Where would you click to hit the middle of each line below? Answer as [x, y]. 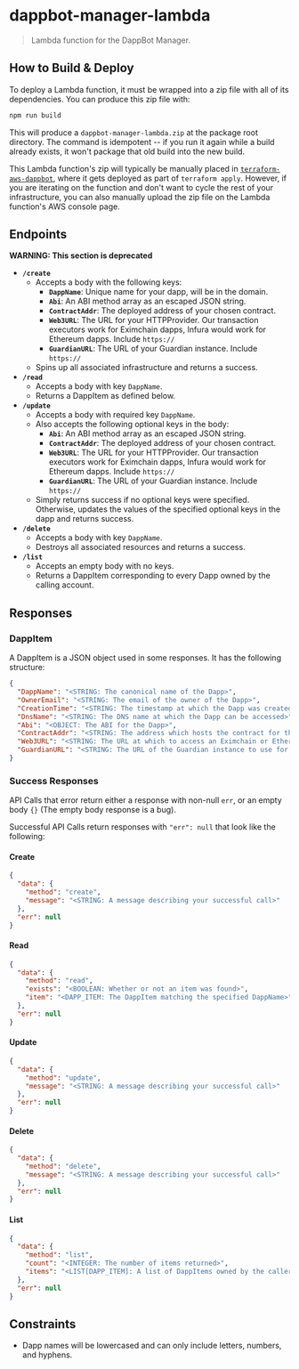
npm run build [36, 115]
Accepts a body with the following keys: [109, 282]
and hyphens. [47, 1355]
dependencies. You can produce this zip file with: [100, 99]
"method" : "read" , [59, 981]
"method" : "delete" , [63, 1166]
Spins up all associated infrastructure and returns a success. [146, 368]
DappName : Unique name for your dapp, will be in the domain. [158, 292]
